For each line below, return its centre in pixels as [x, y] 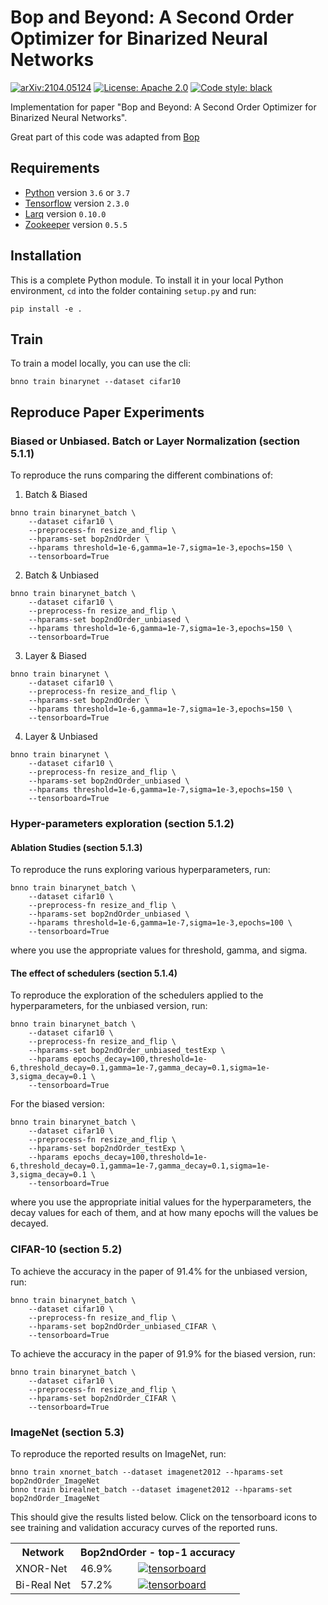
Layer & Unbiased [61, 737]
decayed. [29, 1223]
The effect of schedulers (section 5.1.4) [94, 973]
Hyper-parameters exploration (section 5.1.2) [122, 823]
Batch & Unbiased [62, 575]
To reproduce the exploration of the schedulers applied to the [137, 995]
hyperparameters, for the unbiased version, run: [109, 1006]
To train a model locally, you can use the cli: [100, 363]
